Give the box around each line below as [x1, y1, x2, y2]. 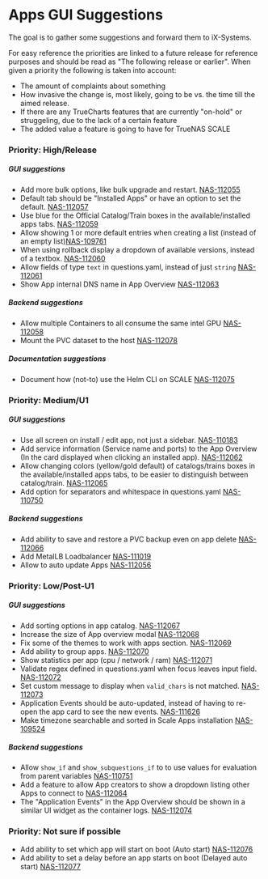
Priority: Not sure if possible [8, 826, 121, 837]
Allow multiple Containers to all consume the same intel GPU [19, 318, 222, 328]
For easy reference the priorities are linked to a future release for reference [8, 48, 258, 57]
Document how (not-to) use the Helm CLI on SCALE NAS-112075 [19, 374, 236, 384]
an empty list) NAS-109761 [19, 236, 107, 246]
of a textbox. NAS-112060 [19, 253, 107, 263]
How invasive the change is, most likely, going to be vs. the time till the [19, 89, 256, 99]
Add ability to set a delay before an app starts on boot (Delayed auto [19, 852, 248, 863]
